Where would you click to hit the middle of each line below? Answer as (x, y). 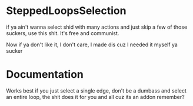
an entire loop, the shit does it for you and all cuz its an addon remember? (95, 97)
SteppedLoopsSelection (66, 11)
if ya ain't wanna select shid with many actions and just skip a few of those (97, 27)
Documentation (45, 75)
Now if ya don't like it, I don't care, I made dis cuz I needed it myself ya (92, 45)
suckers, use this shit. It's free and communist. (63, 33)
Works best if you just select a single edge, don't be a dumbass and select (96, 90)
